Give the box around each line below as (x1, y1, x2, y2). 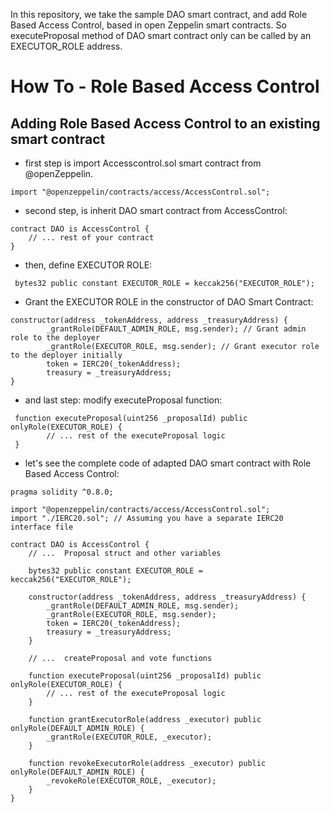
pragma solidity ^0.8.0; (10, 487, 114, 497)
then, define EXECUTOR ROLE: (24, 259, 153, 271)
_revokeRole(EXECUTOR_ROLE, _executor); (46, 776, 217, 786)
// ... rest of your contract (28, 233, 155, 243)
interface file (10, 522, 74, 532)
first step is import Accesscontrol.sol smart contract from (24, 157, 262, 169)
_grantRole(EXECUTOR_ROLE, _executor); (46, 732, 213, 742)
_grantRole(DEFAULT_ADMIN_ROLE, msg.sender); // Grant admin (46, 324, 307, 334)
